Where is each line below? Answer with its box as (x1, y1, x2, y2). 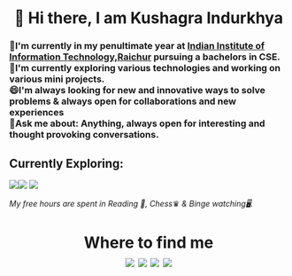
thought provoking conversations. (9, 129, 159, 141)
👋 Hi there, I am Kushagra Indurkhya (14, 8, 283, 28)
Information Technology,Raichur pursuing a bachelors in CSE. (9, 51, 280, 63)
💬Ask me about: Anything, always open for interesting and (9, 117, 265, 130)
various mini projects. (9, 73, 105, 85)
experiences (9, 106, 65, 119)
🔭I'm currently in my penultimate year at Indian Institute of (9, 40, 265, 52)
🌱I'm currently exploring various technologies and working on (9, 62, 281, 75)
